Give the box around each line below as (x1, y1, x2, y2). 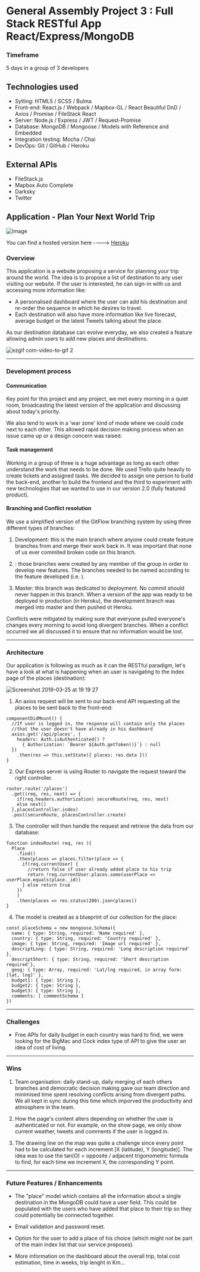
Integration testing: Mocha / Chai (14, 136, 96, 143)
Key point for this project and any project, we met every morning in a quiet (6, 396, 189, 403)
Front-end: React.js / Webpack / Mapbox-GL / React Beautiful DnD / (14, 104, 182, 111)
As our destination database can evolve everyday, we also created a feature (6, 329, 192, 336)
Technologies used (6, 82, 79, 92)
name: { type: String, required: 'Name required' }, (11, 930, 145, 936)
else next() (17, 802, 46, 808)
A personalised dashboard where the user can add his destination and (14, 298, 187, 305)
